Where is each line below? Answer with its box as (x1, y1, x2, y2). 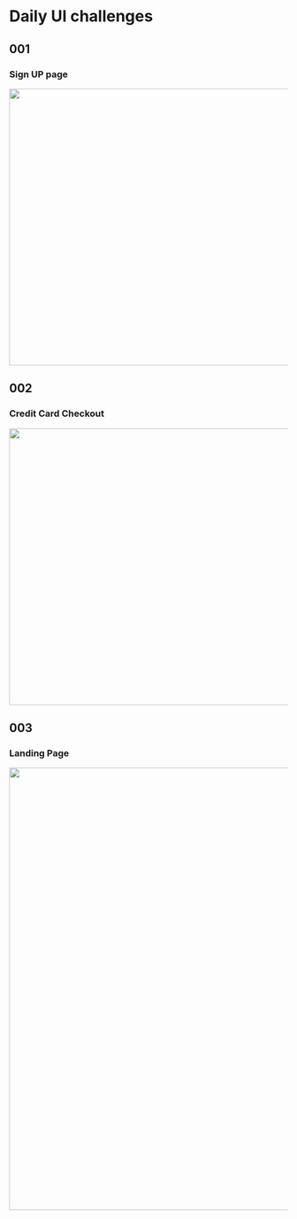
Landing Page (9, 746, 70, 759)
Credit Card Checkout (9, 407, 104, 420)
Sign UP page (9, 68, 69, 81)
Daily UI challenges (9, 6, 153, 27)
